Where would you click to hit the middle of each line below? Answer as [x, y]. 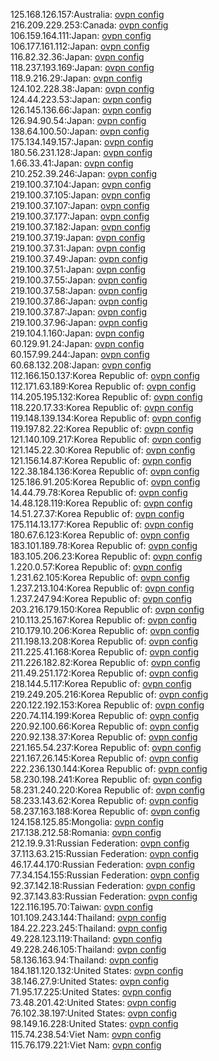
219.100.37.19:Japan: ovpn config [78, 237]
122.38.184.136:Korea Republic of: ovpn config [105, 471]
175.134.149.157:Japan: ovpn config [82, 142]
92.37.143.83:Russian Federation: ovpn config [104, 896]
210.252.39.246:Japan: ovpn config [84, 173]
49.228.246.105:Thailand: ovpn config [88, 949]
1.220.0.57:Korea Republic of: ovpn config [96, 567]
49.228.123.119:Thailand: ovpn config [86, 938]
